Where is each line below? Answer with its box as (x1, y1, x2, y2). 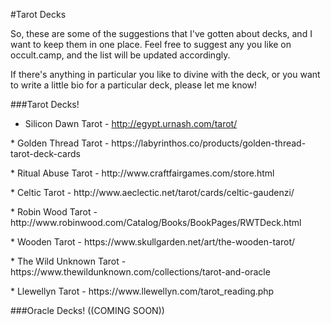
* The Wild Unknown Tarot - (10, 255, 127, 267)
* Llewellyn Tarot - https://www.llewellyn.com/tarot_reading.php (10, 285, 275, 297)
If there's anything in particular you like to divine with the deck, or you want (10, 69, 321, 80)
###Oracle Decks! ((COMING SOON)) (10, 305, 165, 316)
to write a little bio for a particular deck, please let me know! (10, 79, 258, 91)
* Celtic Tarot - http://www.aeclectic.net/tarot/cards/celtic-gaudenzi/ (10, 187, 295, 198)
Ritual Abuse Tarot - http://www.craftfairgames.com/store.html (16, 167, 275, 179)
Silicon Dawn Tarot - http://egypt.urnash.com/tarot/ (24, 118, 238, 129)
